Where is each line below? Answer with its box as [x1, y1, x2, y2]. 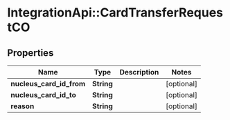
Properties [7, 47, 54, 59]
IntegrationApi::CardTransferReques [7, 5, 224, 21]
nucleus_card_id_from [10, 79, 86, 88]
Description [119, 68, 159, 77]
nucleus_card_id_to [10, 90, 76, 99]
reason [10, 101, 35, 111]
